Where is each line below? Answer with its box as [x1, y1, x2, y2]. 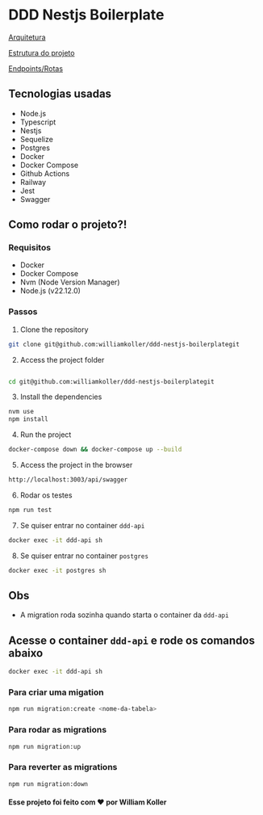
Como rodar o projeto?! [8, 218, 127, 232]
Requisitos [8, 242, 51, 254]
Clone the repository [19, 325, 89, 334]
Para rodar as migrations [8, 725, 107, 736]
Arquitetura [8, 32, 46, 42]
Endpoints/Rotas [8, 63, 63, 74]
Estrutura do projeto [8, 48, 75, 57]
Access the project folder [19, 355, 105, 364]
